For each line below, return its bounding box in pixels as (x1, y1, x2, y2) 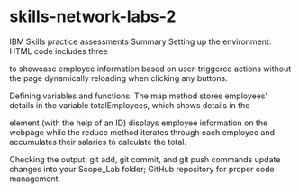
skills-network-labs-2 (9, 6, 177, 27)
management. (9, 173, 61, 184)
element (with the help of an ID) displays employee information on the (9, 117, 268, 128)
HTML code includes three (9, 45, 108, 56)
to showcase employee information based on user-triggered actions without (9, 63, 292, 74)
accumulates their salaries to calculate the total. (9, 136, 187, 147)
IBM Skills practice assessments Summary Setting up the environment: (9, 36, 272, 47)
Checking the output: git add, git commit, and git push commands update (9, 153, 281, 164)
